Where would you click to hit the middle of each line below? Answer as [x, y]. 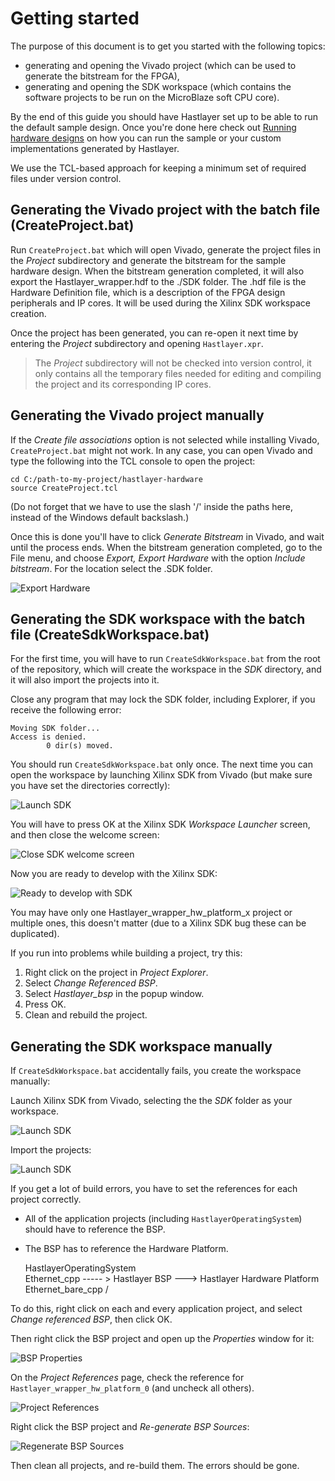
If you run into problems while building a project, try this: [126, 953]
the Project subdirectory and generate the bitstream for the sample [148, 260]
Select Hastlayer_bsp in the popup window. [114, 994]
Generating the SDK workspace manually [141, 1046]
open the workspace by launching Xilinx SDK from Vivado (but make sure [161, 775]
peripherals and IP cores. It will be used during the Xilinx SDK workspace [160, 303]
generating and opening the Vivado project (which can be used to [160, 65]
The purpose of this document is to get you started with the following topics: [168, 46]
